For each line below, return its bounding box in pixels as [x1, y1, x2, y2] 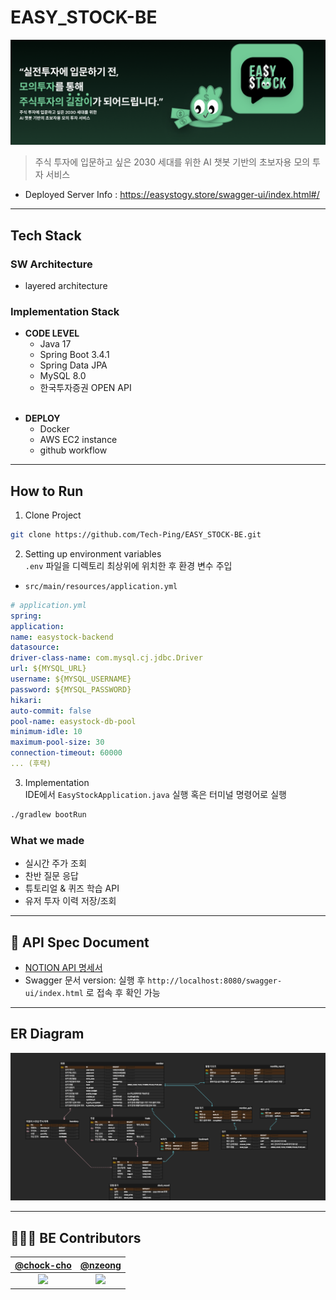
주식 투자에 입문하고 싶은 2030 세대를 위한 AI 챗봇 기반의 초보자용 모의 [34, 156, 311, 168]
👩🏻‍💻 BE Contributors [10, 1229, 142, 1246]
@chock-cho [14, 1259, 72, 1271]
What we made [10, 833, 85, 847]
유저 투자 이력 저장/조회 [24, 895, 117, 907]
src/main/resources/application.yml [24, 581, 178, 591]
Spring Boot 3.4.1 [39, 349, 110, 361]
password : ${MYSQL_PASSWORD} [10, 684, 132, 695]
